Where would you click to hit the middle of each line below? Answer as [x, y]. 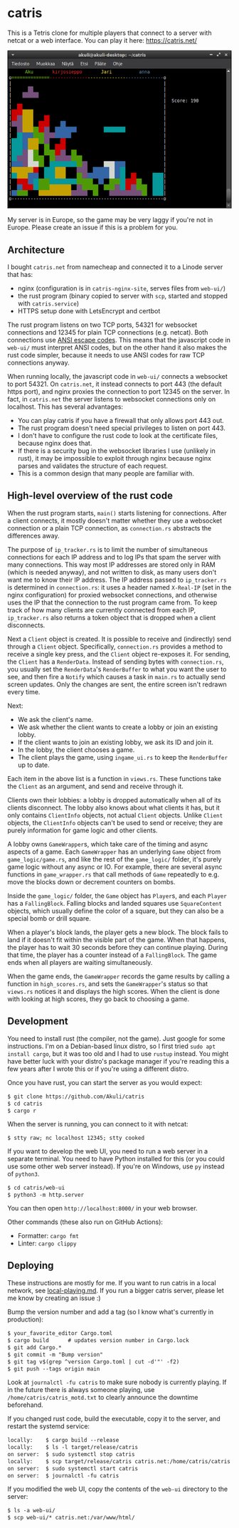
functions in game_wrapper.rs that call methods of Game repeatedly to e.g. [113, 874]
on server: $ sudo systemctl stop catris [71, 1454]
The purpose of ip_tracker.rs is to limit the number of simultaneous [108, 549]
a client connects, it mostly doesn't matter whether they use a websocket [115, 520]
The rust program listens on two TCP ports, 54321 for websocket [102, 325]
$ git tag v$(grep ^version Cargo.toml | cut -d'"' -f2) [94, 1361]
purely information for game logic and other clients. [83, 830]
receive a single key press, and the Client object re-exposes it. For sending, [119, 654]
